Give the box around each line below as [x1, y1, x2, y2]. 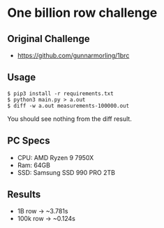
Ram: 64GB [17, 161, 51, 169]
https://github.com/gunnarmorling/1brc [17, 51, 130, 59]
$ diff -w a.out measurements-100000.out [7, 102, 130, 109]
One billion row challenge [7, 5, 158, 21]
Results [7, 189, 41, 201]
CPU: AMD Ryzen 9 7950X [17, 153, 94, 162]
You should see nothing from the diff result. [7, 114, 133, 123]
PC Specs [7, 135, 50, 147]
